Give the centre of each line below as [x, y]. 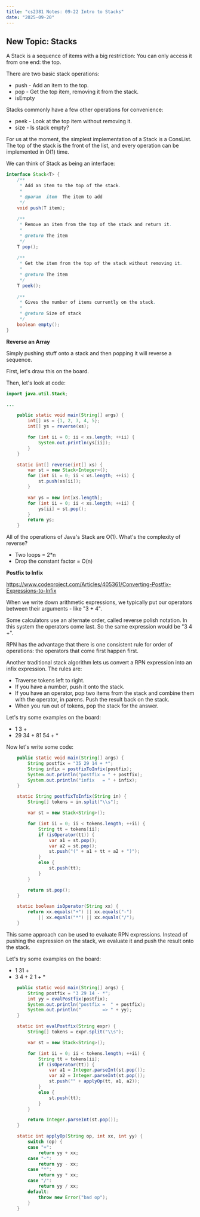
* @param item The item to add [61, 197]
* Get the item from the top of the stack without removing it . [101, 264]
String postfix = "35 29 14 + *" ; [70, 764]
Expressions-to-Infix [31, 591]
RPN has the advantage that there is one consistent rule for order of [90, 645]
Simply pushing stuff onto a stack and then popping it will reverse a [89, 353]
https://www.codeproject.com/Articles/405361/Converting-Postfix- [89, 584]
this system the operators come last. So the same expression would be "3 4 [99, 627]
